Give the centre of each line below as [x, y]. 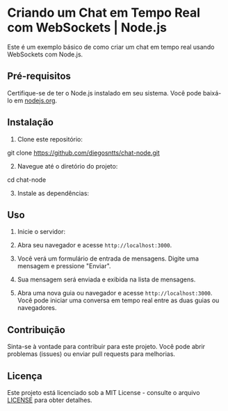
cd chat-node [27, 180]
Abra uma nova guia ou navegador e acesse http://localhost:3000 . [115, 293]
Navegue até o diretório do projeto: [67, 166]
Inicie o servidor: [41, 232]
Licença [25, 376]
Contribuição [36, 330]
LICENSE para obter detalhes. [50, 400]
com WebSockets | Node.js [87, 28]
